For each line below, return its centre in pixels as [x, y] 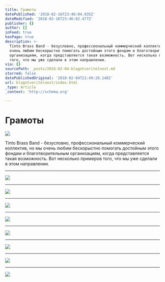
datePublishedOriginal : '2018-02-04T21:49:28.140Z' [59, 78]
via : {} [13, 64]
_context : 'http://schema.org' [37, 92]
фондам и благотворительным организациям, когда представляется [77, 154]
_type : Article [21, 87]
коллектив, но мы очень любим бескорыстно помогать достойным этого [82, 148]
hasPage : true [20, 37]
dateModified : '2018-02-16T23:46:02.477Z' [49, 19]
